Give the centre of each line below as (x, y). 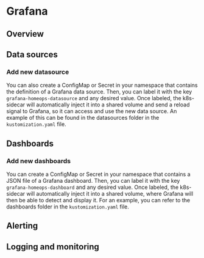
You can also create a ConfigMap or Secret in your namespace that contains (102, 85)
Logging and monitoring (53, 247)
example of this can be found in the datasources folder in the (83, 118)
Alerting (22, 226)
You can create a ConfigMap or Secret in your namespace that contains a (98, 174)
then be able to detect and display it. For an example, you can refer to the (98, 200)
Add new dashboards (39, 161)
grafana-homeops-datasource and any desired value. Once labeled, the (94, 98)
